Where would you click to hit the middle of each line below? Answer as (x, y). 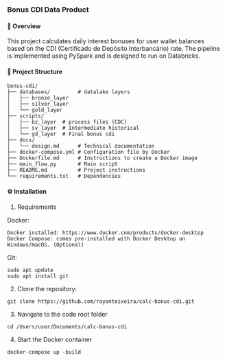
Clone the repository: (47, 289)
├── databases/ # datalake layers (69, 92)
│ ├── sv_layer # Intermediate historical (73, 128)
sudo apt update (30, 270)
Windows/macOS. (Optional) (46, 245)
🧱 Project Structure (35, 71)
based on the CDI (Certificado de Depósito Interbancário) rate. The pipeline (114, 49)
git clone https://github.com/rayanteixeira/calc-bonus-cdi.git (101, 301)
